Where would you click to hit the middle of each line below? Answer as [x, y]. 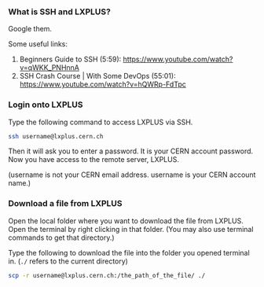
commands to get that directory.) [62, 237]
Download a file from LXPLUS [66, 204]
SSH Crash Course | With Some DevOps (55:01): [97, 76]
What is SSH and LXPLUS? [60, 12]
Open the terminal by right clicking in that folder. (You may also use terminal [131, 229]
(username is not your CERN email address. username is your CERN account [132, 175]
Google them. [30, 29]
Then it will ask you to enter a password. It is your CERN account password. [131, 151]
